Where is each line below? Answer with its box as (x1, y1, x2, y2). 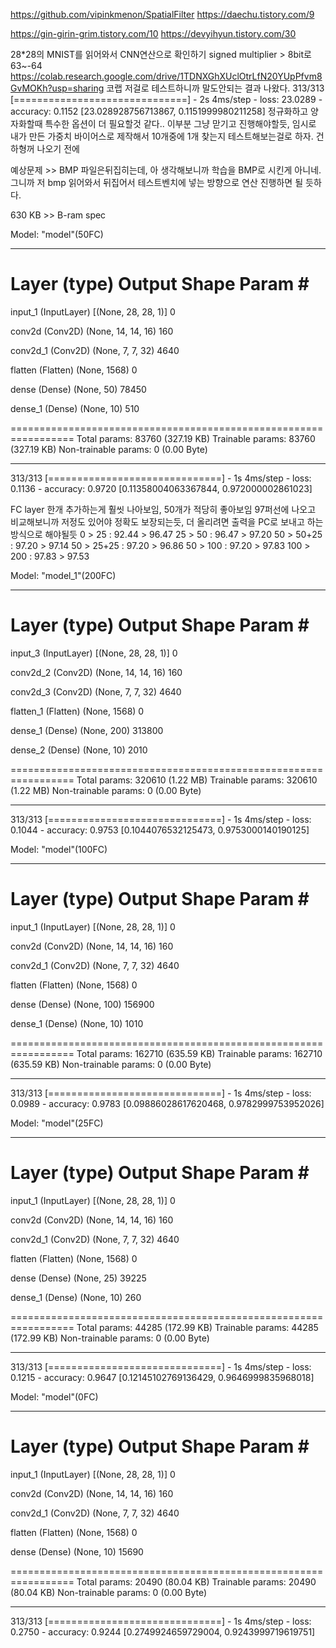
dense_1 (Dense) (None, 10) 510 (10, 402, 140, 414)
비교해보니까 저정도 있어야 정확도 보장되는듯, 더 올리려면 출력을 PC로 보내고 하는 (10, 515, 324, 528)
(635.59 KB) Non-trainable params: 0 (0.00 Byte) (10, 1058, 212, 1070)
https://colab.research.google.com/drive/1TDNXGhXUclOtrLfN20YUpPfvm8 (10, 70, 323, 82)
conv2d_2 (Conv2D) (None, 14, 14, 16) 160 (10, 666, 183, 678)
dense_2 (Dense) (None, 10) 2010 (10, 744, 148, 756)
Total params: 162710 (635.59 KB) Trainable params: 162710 (76, 1047, 323, 1059)
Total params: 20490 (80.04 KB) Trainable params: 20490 (76, 1575, 317, 1588)
